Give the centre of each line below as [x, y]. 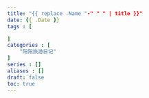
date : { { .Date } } [33, 20]
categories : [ [29, 46]
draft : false [26, 77]
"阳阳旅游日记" [38, 52]
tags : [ [20, 26]
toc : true [21, 84]
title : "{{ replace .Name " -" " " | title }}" [75, 13]
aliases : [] [26, 71]
